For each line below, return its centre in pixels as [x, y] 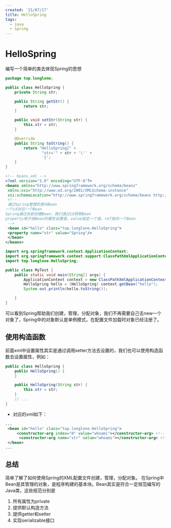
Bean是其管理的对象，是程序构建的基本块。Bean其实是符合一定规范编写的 [83, 484]
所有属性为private [31, 501]
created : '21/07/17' [27, 10]
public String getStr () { [42, 101]
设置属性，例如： [32, 357]
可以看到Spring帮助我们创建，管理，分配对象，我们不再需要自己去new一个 [83, 313]
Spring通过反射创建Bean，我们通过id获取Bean [48, 214]
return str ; [36, 106]
